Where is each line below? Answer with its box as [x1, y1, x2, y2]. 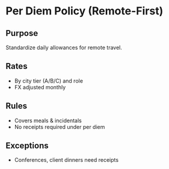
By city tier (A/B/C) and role [14, 77, 84, 84]
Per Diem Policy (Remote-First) [5, 4, 164, 18]
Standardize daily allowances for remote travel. [5, 44, 123, 51]
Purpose [5, 28, 38, 38]
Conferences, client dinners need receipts [14, 156, 118, 164]
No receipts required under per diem [14, 123, 105, 130]
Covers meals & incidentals [14, 117, 82, 124]
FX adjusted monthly [14, 83, 66, 90]
